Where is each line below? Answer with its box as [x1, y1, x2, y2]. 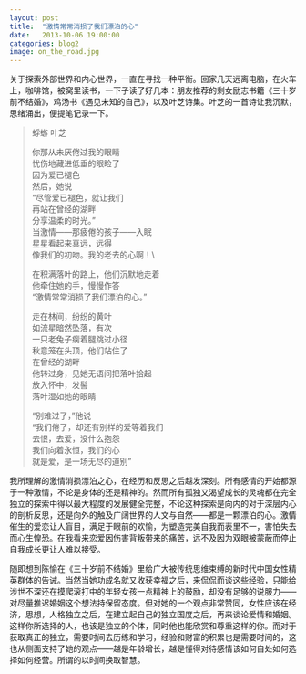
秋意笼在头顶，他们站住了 [31, 345, 128, 356]
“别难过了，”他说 [31, 410, 92, 421]
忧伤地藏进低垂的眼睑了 [31, 158, 120, 169]
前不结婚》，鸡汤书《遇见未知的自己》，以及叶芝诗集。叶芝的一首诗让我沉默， [9, 97, 297, 108]
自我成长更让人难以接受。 [9, 544, 106, 555]
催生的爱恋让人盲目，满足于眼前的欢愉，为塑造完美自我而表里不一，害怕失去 [9, 521, 297, 532]
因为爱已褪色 [31, 170, 80, 181]
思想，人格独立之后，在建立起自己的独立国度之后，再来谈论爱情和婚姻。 [25, 609, 297, 620]
